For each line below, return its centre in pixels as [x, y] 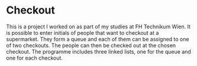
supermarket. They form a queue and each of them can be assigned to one [98, 39]
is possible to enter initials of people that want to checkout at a [83, 32]
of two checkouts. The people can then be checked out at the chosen [91, 45]
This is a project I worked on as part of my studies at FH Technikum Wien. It [98, 27]
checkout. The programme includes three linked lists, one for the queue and [98, 51]
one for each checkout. [35, 58]
